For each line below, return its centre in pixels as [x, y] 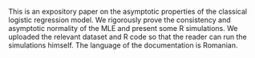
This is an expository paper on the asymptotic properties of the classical [127, 12]
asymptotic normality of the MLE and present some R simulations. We [123, 28]
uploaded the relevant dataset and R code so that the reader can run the [127, 37]
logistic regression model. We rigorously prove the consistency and [119, 20]
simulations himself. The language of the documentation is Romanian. [123, 45]
